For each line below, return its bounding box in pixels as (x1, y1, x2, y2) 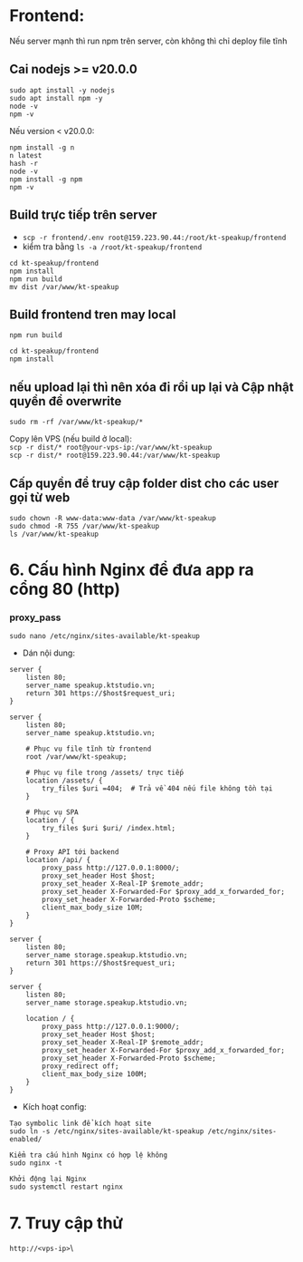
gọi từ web (9, 490, 71, 505)
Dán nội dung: (22, 647, 75, 658)
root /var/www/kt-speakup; (25, 752, 128, 762)
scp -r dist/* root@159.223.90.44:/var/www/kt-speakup (9, 451, 221, 461)
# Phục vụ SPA (25, 808, 79, 817)
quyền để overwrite (9, 393, 122, 409)
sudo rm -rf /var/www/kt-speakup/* (9, 418, 144, 427)
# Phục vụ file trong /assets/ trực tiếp (25, 768, 184, 778)
